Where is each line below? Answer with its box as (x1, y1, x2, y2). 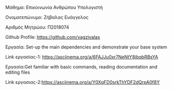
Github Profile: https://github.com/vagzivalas (5, 34, 100, 40)
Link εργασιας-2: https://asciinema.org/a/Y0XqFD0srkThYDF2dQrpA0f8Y (5, 79, 160, 85)
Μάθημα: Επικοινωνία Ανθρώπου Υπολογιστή (5, 5, 103, 10)
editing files (5, 69, 30, 75)
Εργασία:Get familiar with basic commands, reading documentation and (5, 64, 158, 70)
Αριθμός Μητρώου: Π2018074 (5, 24, 69, 30)
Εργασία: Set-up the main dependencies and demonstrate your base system (5, 44, 167, 50)
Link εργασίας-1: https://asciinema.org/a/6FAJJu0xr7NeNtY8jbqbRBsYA (5, 54, 158, 60)
